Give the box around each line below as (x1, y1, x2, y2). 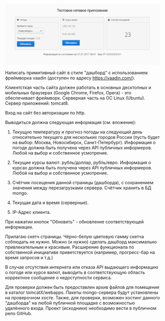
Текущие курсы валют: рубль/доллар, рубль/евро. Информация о (12, 160, 151, 165)
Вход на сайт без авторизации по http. (5, 110, 86, 116)
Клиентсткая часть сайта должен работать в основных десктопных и (5, 84, 152, 90)
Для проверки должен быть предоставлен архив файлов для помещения (5, 284, 160, 290)
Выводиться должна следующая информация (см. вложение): (5, 119, 136, 125)
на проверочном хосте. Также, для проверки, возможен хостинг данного (5, 294, 160, 300)
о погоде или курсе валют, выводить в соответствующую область (5, 269, 145, 275)
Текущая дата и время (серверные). (12, 200, 89, 205)
